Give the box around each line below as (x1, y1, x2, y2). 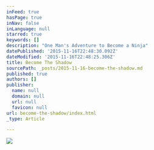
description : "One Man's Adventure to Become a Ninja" (6, 43, 149, 49)
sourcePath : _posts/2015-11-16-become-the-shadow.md (6, 65, 143, 71)
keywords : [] (6, 37, 40, 43)
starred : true (6, 31, 43, 37)
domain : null (12, 93, 45, 99)
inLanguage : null (6, 25, 51, 32)
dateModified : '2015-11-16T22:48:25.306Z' (6, 54, 116, 60)
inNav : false (6, 20, 40, 26)
